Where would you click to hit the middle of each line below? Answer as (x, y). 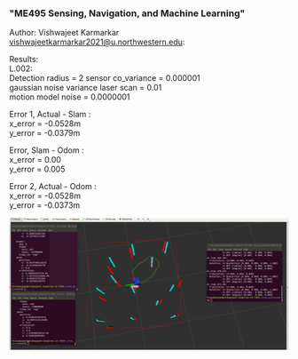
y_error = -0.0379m (45, 133)
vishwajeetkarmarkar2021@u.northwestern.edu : (97, 42)
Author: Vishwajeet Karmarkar (64, 33)
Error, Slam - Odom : (47, 150)
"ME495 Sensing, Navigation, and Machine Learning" (127, 13)
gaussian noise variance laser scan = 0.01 (86, 88)
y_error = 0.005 (37, 169)
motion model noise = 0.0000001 (70, 97)
